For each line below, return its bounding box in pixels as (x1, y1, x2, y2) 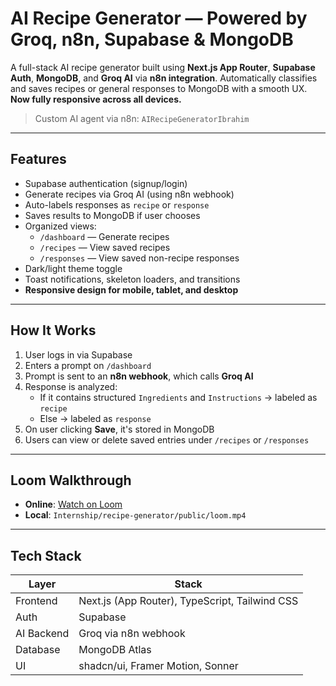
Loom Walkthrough (10, 472, 132, 489)
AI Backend (15, 627, 70, 641)
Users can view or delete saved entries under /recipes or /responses (24, 433, 310, 446)
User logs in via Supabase (24, 348, 133, 361)
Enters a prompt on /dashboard (24, 359, 152, 371)
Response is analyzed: (24, 380, 118, 392)
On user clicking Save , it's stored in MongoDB (24, 423, 215, 435)
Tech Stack (10, 547, 82, 564)
